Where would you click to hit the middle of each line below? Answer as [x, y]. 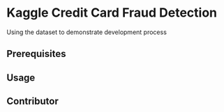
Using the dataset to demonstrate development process [87, 32]
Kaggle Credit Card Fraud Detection [112, 13]
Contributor [32, 101]
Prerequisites [36, 54]
